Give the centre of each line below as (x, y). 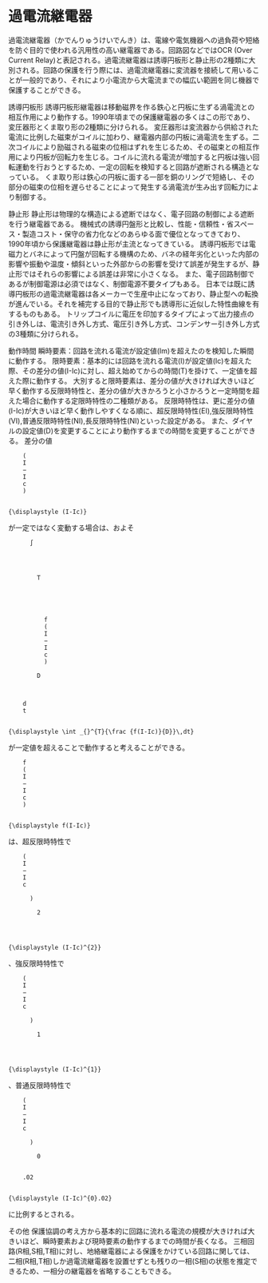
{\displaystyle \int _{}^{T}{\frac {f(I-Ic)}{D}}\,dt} (101, 731)
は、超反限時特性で (40, 841)
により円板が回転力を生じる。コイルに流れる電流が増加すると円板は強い (134, 157)
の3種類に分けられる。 (45, 333)
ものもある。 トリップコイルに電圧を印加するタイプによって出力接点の (138, 313)
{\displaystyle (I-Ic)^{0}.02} (60, 1198)
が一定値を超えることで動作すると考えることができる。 (99, 747)
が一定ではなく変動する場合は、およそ (71, 528)
